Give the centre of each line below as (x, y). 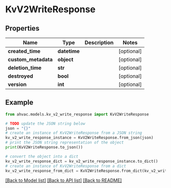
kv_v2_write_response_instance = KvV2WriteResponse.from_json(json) (79, 138)
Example (19, 102)
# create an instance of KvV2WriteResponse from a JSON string (74, 133)
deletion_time (25, 68)
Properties (22, 28)
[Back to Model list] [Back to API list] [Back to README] (64, 180)
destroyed (21, 76)
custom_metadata (30, 60)
